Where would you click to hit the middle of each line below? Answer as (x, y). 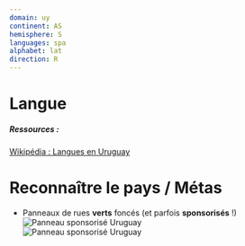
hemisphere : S (36, 34)
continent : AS (36, 26)
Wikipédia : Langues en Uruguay (70, 152)
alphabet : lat (36, 51)
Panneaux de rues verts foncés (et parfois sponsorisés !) (129, 213)
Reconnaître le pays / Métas (116, 188)
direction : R (34, 59)
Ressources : (34, 129)
